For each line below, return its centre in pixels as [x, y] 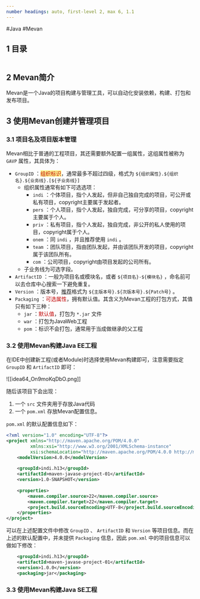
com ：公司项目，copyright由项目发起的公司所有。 [93, 261]
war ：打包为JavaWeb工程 [55, 321]
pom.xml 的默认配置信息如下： [43, 424]
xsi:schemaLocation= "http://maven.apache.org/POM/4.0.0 [101, 452]
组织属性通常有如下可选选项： [60, 187]
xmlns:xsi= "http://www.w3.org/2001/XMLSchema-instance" [101, 446]
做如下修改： [22, 545]
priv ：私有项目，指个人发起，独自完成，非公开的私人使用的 [106, 224]
